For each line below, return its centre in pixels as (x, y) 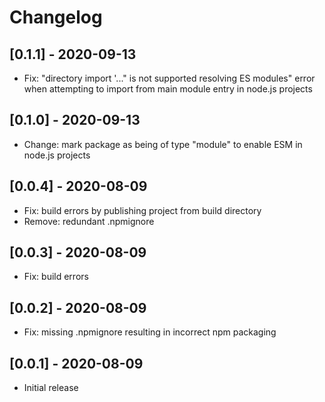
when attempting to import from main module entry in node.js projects (168, 89)
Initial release (51, 388)
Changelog (56, 17)
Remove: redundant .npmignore (89, 221)
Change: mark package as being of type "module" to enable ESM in (163, 144)
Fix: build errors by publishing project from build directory (142, 210)
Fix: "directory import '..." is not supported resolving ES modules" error (169, 78)
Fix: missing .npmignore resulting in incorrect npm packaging (150, 332)
